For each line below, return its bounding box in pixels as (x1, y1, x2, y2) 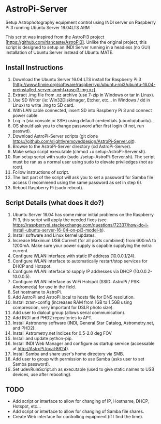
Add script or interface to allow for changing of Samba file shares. (12, 408, 144, 414)
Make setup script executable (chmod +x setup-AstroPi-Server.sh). (12, 148, 146, 154)
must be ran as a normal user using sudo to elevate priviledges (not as (12, 159, 153, 164)
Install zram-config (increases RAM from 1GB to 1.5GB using (12, 299, 132, 305)
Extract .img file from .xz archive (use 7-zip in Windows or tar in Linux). (12, 92, 155, 98)
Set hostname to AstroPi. (12, 289, 62, 294)
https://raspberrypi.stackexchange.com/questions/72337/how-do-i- (12, 222, 149, 228)
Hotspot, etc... (12, 404, 41, 409)
